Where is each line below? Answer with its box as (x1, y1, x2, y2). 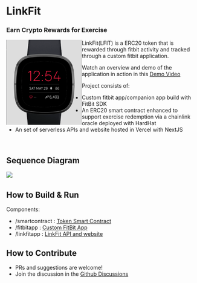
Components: (6, 206, 40, 213)
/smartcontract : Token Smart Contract (15, 218, 112, 225)
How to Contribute (6, 248, 77, 258)
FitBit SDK (82, 100, 107, 108)
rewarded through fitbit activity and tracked (82, 46, 190, 53)
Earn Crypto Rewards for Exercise (6, 26, 108, 34)
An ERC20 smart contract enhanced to (82, 107, 178, 114)
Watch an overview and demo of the (82, 64, 172, 71)
